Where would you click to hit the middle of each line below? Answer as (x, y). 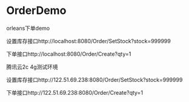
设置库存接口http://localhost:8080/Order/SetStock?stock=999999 (88, 41)
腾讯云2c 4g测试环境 (32, 67)
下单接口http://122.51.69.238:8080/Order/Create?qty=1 (75, 92)
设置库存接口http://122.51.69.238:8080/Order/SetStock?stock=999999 (94, 80)
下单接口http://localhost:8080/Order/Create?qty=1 (69, 54)
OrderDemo (36, 11)
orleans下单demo (28, 28)
